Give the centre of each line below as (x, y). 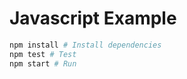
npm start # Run (43, 63)
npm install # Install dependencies (85, 45)
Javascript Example (93, 18)
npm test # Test (43, 54)
